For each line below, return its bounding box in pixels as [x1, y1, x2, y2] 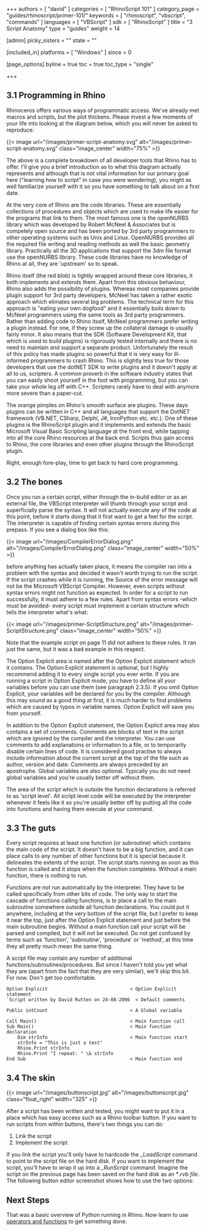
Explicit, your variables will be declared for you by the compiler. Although [6, 690, 191, 697]
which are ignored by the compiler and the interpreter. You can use [6, 734, 176, 742]
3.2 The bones [6, 477, 63, 488]
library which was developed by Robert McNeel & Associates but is [6, 221, 176, 228]
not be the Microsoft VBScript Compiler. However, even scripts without [6, 582, 185, 590]
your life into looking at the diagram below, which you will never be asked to [6, 119, 198, 127]
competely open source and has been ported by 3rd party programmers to [6, 227, 195, 234]
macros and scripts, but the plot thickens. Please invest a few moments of [6, 113, 193, 121]
